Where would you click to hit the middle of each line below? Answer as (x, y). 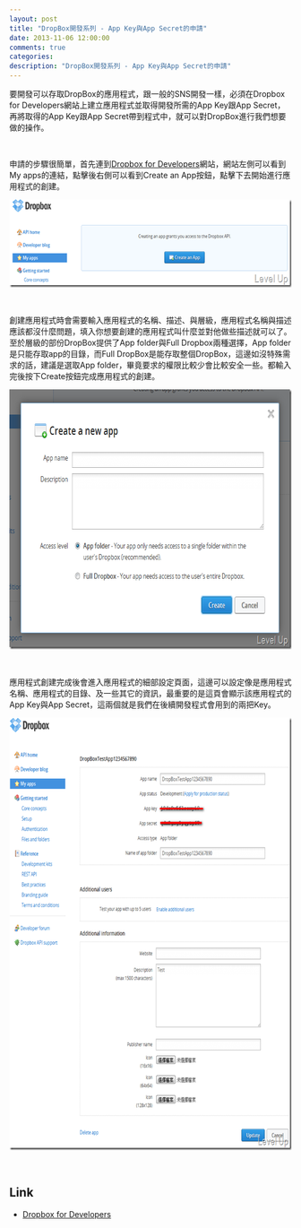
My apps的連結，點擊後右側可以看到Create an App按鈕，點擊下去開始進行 (146, 175)
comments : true (38, 48)
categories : (31, 57)
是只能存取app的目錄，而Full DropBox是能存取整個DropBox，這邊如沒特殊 (146, 354)
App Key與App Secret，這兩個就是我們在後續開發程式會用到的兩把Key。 (142, 705)
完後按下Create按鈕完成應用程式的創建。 (85, 376)
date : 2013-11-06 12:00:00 (60, 38)
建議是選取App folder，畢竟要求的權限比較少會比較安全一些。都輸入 (166, 365)
